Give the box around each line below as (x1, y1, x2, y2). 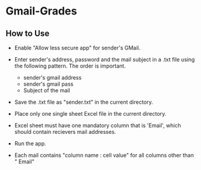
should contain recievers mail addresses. (14, 128, 117, 135)
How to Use (5, 28, 50, 39)
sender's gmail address (23, 74, 82, 81)
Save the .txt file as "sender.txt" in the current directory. (14, 98, 153, 105)
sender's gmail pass (23, 80, 73, 87)
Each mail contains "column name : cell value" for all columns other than (14, 152, 194, 159)
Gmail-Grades (5, 4, 78, 18)
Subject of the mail (23, 87, 70, 94)
